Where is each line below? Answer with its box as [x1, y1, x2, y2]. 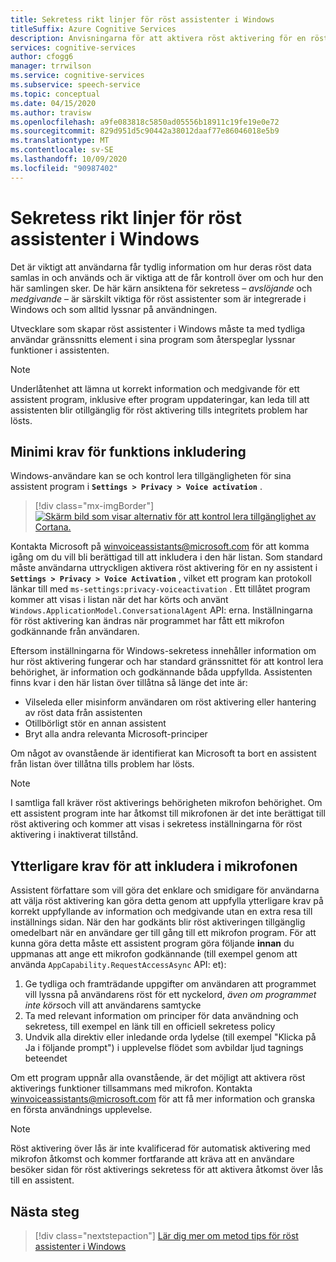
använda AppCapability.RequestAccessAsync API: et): [10, 959, 227, 971]
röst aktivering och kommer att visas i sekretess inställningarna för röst [10, 818, 303, 830]
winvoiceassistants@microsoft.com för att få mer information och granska [10, 1093, 316, 1105]
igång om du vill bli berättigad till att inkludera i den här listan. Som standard [10, 551, 323, 563]
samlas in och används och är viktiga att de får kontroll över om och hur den [10, 271, 324, 283]
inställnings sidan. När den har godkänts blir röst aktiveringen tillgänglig [10, 916, 306, 928]
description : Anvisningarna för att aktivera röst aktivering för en [10, 33, 307, 43]
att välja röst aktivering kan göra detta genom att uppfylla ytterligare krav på [10, 895, 324, 907]
